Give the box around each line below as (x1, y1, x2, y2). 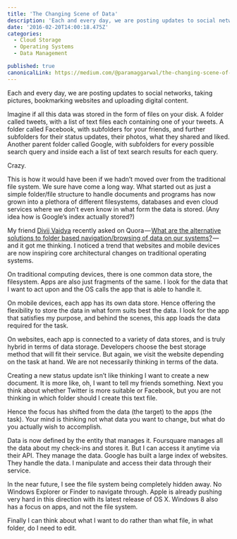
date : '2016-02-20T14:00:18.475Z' (7, 23, 109, 30)
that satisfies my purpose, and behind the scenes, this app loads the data (7, 313, 221, 322)
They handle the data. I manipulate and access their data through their (7, 458, 212, 467)
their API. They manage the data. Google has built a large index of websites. (7, 451, 228, 460)
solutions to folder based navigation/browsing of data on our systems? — (7, 233, 219, 242)
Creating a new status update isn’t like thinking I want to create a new (7, 371, 209, 379)
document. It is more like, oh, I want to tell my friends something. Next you (7, 378, 224, 387)
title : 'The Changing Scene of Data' (7, 10, 119, 18)
